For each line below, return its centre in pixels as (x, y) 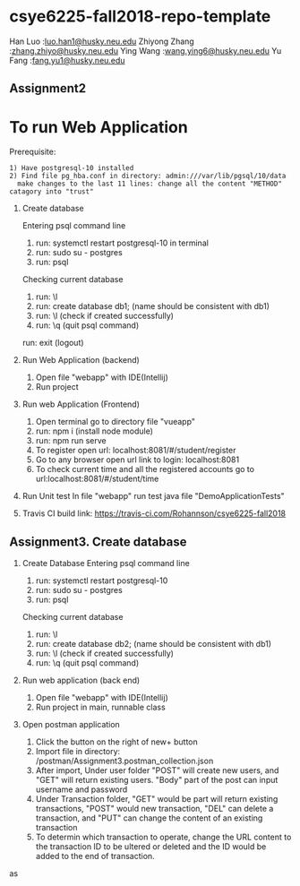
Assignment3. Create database (98, 542)
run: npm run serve (71, 441)
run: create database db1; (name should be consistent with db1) (153, 306)
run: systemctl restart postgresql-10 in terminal (122, 243)
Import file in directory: (78, 752)
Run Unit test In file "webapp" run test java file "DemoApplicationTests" (153, 496)
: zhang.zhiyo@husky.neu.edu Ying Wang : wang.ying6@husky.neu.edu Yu (146, 50)
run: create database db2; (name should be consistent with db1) (153, 644)
